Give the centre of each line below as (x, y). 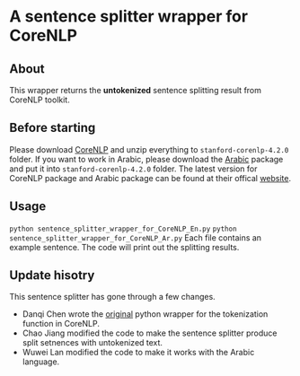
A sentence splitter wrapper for (129, 17)
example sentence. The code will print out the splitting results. (124, 247)
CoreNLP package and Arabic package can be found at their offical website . (150, 178)
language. (41, 362)
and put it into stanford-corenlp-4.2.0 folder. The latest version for (133, 169)
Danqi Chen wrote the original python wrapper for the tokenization (145, 314)
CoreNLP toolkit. (40, 100)
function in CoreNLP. (61, 324)
